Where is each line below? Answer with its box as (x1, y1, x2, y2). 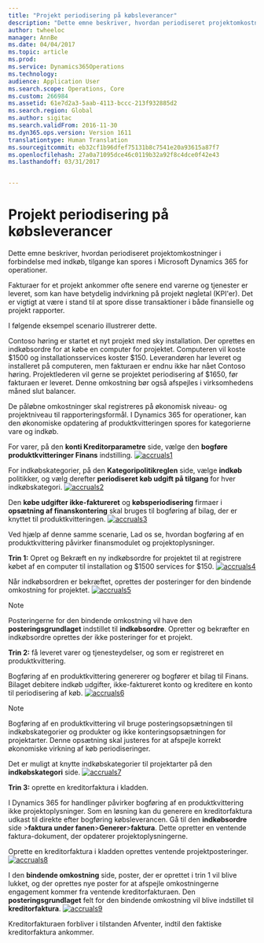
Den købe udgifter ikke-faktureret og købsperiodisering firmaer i (8, 498, 222, 507)
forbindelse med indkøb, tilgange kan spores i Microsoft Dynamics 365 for (8, 257, 249, 266)
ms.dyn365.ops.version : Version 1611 (8, 128, 132, 136)
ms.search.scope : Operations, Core (8, 84, 125, 93)
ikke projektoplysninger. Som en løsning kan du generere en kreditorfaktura (8, 807, 253, 816)
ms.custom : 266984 (8, 92, 68, 100)
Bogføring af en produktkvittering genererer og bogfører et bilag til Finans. (8, 671, 249, 681)
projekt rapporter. (8, 306, 65, 315)
